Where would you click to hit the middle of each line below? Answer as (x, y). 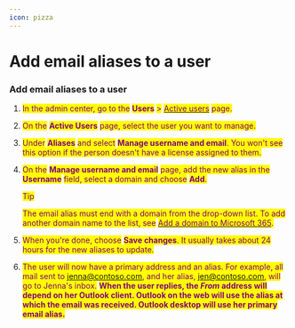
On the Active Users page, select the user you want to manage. (139, 126)
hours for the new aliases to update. (88, 250)
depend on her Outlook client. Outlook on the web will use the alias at (152, 295)
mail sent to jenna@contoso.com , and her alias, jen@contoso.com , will (151, 276)
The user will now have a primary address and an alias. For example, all (153, 267)
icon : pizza (31, 17)
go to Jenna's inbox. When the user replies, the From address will (144, 286)
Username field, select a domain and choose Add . (114, 180)
